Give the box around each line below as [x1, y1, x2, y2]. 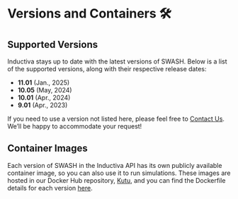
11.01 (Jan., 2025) [17, 78, 70, 87]
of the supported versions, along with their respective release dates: [7, 65, 207, 73]
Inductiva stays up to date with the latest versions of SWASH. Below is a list [7, 57, 228, 66]
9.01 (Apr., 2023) [17, 101, 68, 109]
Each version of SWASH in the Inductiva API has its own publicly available [7, 161, 222, 169]
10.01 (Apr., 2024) [17, 93, 71, 102]
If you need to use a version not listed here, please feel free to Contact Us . [7, 114, 225, 123]
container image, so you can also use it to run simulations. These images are [7, 169, 231, 177]
